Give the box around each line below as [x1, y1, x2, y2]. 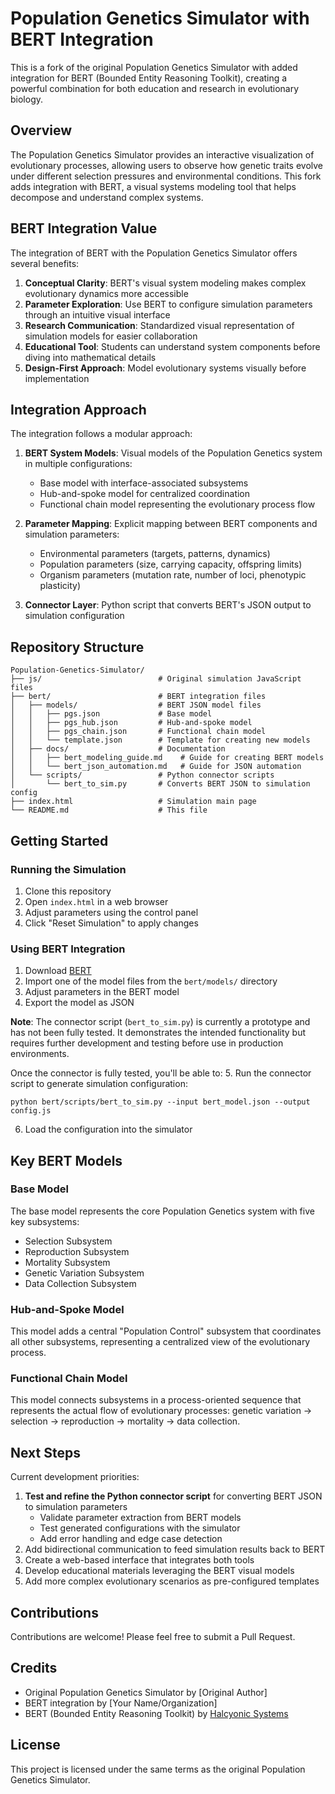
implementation [24, 372, 90, 384]
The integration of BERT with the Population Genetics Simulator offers [10, 247, 298, 259]
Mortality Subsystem [24, 1256, 111, 1268]
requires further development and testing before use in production [10, 1037, 284, 1049]
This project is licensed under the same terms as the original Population [10, 1763, 306, 1775]
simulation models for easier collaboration [24, 330, 198, 342]
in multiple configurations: [24, 458, 133, 470]
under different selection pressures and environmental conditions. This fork [10, 170, 322, 182]
